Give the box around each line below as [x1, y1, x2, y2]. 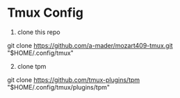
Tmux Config [7, 5, 83, 21]
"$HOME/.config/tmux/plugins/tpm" [7, 83, 110, 91]
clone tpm [17, 62, 47, 70]
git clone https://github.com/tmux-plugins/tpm [7, 75, 140, 84]
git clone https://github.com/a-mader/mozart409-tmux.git [7, 41, 173, 49]
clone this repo [17, 28, 60, 36]
